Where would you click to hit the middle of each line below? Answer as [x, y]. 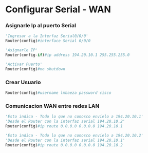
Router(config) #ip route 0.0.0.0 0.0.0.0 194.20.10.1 [64, 126]
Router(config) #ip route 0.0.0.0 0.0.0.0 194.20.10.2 [64, 145]
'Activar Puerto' [24, 64]
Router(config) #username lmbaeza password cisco [58, 93]
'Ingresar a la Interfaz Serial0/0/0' [47, 36]
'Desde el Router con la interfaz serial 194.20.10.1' [65, 140]
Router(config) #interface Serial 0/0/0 [48, 41]
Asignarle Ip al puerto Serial [41, 26]
